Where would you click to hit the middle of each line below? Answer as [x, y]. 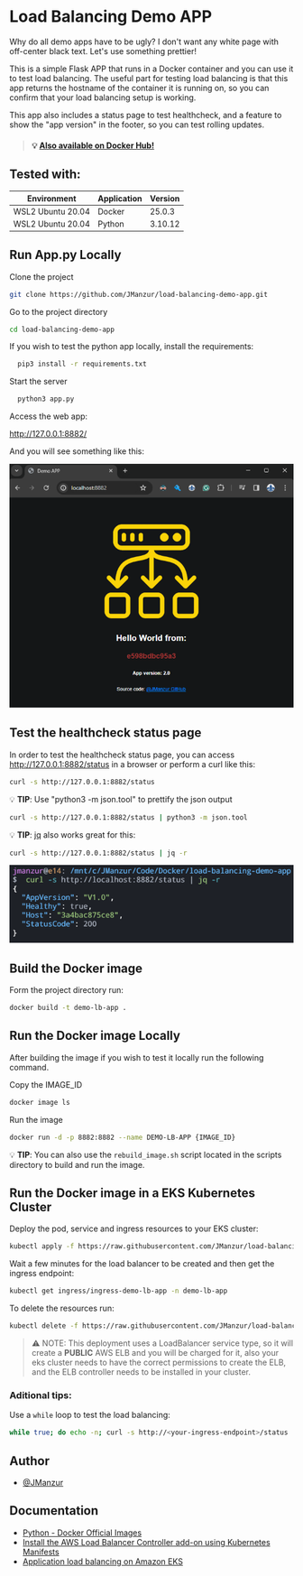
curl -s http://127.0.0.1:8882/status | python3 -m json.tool [129, 817]
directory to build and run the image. [77, 1164]
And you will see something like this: [77, 451]
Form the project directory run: [66, 990]
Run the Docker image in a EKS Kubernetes [132, 1193]
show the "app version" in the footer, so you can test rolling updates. [137, 125]
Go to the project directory [59, 311]
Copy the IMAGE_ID [46, 1084]
